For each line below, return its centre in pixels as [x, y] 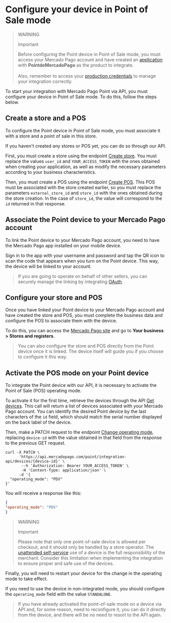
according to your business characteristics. [51, 172]
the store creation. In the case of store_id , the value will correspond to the [84, 198]
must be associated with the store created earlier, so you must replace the [83, 187]
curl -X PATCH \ [22, 453]
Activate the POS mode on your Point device [77, 373]
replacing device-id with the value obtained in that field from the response [84, 437]
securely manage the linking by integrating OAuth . [70, 282]
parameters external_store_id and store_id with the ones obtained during [84, 193]
